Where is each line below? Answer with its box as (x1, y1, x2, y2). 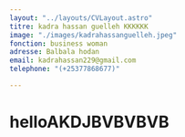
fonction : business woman (9, 38, 108, 48)
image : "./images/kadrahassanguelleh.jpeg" (9, 30, 178, 39)
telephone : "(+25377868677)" (9, 65, 120, 74)
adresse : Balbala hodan (9, 47, 100, 57)
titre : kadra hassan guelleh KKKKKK (9, 22, 149, 31)
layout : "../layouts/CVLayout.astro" (9, 13, 153, 23)
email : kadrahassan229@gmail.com (9, 56, 137, 65)
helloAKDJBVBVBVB (9, 111, 170, 132)
